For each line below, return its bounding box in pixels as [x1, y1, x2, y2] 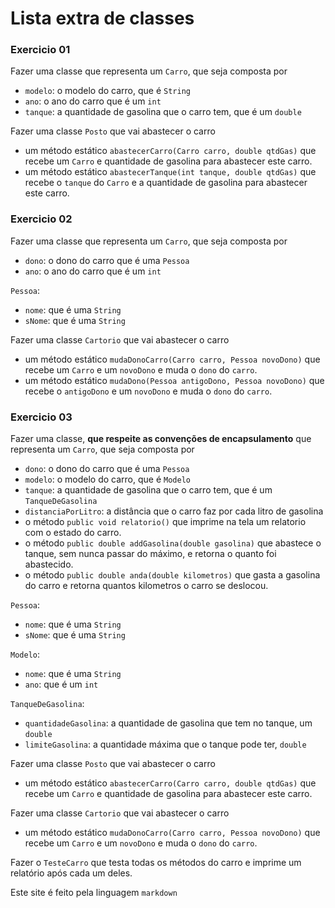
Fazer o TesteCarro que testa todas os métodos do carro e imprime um [10, 857, 302, 869]
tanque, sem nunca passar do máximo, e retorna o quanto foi [24, 548, 277, 560]
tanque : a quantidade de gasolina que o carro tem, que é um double [24, 106, 302, 118]
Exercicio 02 [10, 212, 73, 226]
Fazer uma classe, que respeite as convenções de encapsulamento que [10, 433, 312, 445]
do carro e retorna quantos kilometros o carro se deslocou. [24, 580, 269, 592]
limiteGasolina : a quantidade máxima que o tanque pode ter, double [24, 738, 307, 751]
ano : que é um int [24, 678, 99, 691]
